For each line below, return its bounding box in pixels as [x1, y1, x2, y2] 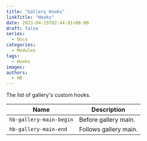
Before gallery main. [79, 115, 136, 124]
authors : [6, 70, 28, 76]
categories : [6, 42, 36, 48]
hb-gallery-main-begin [9, 117, 73, 123]
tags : [6, 53, 20, 59]
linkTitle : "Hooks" [6, 14, 55, 20]
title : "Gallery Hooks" [6, 8, 65, 15]
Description [91, 105, 126, 114]
